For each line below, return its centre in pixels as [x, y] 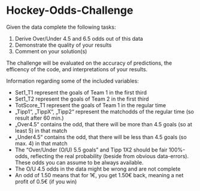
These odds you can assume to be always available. [79, 162]
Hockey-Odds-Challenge [70, 10]
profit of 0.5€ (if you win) [46, 181]
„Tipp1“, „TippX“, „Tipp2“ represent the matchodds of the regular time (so [104, 111]
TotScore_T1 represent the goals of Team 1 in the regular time [90, 105]
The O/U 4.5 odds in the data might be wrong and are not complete [98, 169]
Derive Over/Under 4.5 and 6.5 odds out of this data [79, 38]
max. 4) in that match [41, 143]
